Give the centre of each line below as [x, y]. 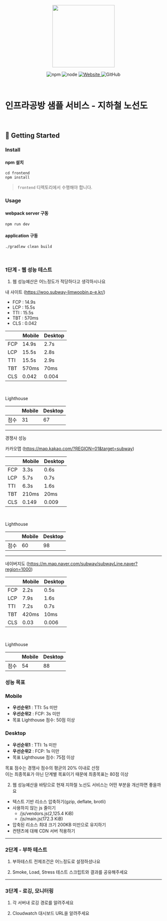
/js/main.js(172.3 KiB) [41, 819]
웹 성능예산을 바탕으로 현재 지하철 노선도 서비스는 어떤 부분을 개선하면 [80, 785]
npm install [17, 178]
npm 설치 [14, 162]
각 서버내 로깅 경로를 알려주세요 [43, 903]
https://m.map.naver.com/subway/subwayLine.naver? [83, 564]
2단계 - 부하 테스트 [26, 850]
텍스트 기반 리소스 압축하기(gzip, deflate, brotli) [59, 801]
